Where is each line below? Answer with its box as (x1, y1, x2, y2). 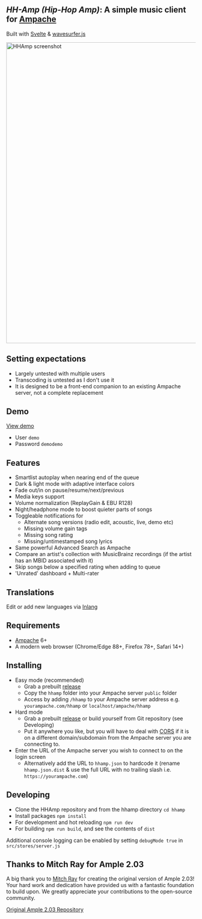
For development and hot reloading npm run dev (14, 818, 133, 826)
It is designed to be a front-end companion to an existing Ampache (14, 382, 182, 390)
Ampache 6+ (14, 636, 47, 643)
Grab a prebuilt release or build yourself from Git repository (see (23, 714, 183, 722)
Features (6, 457, 40, 468)
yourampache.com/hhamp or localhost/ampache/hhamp (23, 702, 151, 709)
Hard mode (14, 708, 43, 716)
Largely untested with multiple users (14, 370, 105, 377)
